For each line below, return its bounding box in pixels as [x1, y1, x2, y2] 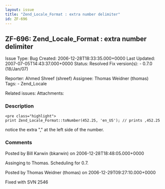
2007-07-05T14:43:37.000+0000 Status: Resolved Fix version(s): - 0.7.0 [5, 61, 153, 67]
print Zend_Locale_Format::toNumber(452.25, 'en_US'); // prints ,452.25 [5, 118, 161, 123]
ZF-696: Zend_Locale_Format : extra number [5, 35, 147, 43]
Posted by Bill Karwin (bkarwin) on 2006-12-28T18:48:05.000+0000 [5, 150, 144, 156]
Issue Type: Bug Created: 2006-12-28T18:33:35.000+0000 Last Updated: [5, 55, 156, 62]
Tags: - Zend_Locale [5, 81, 47, 87]
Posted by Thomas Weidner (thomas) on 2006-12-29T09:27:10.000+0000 [5, 169, 156, 175]
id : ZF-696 [5, 16, 28, 21]
